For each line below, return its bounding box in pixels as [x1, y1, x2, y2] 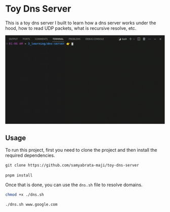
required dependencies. [5, 152, 55, 158]
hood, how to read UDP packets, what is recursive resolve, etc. [5, 25, 137, 31]
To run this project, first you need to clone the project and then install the [5, 147, 157, 153]
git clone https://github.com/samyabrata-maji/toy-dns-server [5, 163, 139, 168]
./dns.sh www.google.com [5, 202, 58, 207]
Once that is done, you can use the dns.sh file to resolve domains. [5, 182, 143, 188]
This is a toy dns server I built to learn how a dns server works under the [5, 20, 156, 26]
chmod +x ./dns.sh [5, 192, 44, 197]
